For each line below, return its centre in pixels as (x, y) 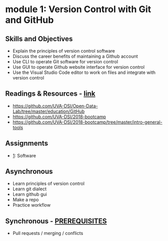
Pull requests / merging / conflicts (48, 233)
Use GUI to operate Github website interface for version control (79, 67)
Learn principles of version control (49, 184)
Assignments (27, 144)
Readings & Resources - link (50, 94)
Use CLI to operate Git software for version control (65, 62)
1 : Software (24, 155)
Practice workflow (31, 205)
